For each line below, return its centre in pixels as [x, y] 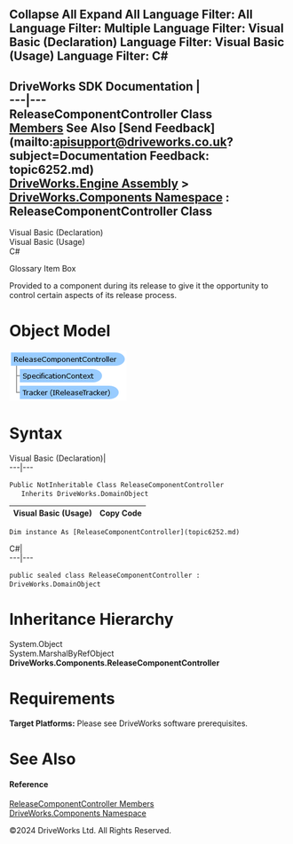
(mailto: [31, 142]
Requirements [62, 699]
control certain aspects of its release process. [93, 296]
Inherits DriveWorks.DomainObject [85, 494]
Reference [29, 784]
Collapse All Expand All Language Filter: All [131, 15]
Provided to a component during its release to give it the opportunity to [139, 286]
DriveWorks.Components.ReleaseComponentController [115, 663]
